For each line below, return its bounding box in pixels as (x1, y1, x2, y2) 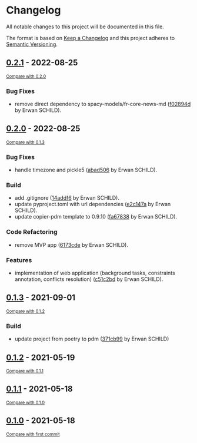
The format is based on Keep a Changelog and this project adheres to (6, 34, 175, 41)
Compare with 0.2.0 (6, 73, 46, 80)
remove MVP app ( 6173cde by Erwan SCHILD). (14, 241, 128, 248)
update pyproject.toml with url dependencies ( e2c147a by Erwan (14, 201, 171, 208)
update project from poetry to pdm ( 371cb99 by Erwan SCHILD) (14, 335, 169, 342)
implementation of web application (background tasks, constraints (14, 269, 175, 277)
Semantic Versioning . (6, 41, 58, 48)
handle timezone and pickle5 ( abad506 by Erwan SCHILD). (14, 166, 158, 174)
